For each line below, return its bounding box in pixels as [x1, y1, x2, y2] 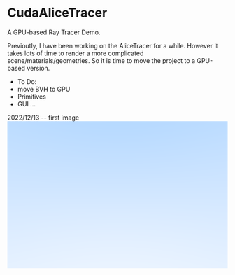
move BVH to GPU [17, 85, 71, 93]
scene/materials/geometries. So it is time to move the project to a [7, 56, 196, 64]
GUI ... [17, 99, 36, 108]
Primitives [17, 92, 47, 101]
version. [27, 64, 50, 72]
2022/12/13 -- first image [7, 113, 79, 122]
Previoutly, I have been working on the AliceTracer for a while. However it [7, 41, 218, 50]
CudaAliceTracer [7, 5, 108, 21]
